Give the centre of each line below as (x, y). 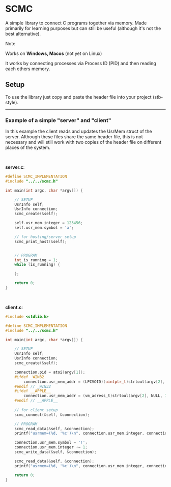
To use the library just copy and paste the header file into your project (78, 97)
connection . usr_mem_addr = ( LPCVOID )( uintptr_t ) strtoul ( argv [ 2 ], (94, 382)
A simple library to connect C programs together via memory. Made (76, 23)
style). (12, 102)
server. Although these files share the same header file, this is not (74, 137)
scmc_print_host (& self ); (41, 241)
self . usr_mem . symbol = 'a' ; (44, 228)
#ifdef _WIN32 (29, 377)
